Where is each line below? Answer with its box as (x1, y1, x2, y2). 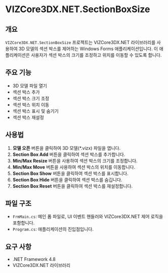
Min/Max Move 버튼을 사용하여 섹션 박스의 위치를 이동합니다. (12, 164, 136, 170)
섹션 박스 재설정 (12, 114, 44, 120)
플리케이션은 (5, 52, 30, 58)
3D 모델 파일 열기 (12, 83, 47, 89)
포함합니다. (12, 220, 35, 226)
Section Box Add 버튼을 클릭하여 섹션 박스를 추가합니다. (12, 151, 125, 158)
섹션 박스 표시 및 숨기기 (12, 108, 59, 114)
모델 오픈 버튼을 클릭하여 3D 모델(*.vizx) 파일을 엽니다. (12, 145, 121, 151)
